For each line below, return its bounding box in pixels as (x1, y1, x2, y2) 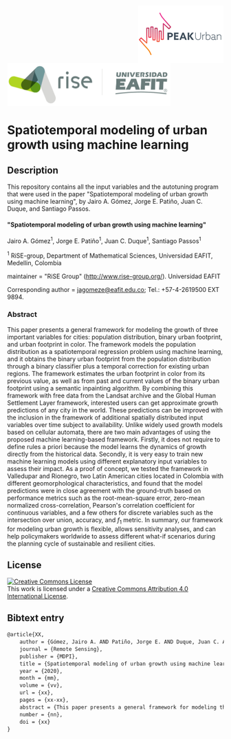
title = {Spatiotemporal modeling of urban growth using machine (19, 660, 211, 667)
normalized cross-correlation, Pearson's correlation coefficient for (7, 501, 195, 509)
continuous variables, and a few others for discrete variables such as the (7, 508, 213, 517)
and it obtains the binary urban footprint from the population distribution (7, 355, 211, 363)
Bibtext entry (7, 612, 65, 624)
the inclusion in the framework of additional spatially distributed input (7, 413, 203, 421)
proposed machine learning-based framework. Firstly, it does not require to (7, 435, 221, 444)
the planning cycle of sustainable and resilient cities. (7, 539, 156, 548)
